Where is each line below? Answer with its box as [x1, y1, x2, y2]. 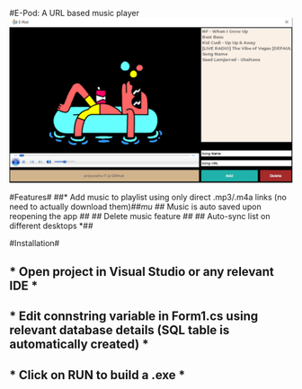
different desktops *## [9, 220, 93, 232]
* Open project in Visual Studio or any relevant [9, 264, 274, 279]
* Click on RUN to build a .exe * [9, 367, 186, 383]
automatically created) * [9, 337, 149, 352]
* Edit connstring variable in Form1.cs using [9, 309, 259, 324]
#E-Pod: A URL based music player [9, 8, 139, 18]
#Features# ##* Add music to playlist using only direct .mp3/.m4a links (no [9, 192, 288, 203]
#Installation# [9, 238, 60, 249]
